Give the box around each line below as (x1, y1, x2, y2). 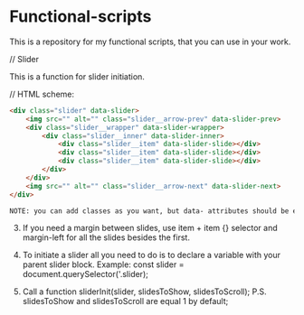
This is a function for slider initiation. (9, 70, 145, 82)
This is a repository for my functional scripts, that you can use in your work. (9, 36, 291, 47)
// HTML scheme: (9, 88, 75, 99)
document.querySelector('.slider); (22, 269, 149, 280)
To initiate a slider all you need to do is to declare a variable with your (22, 250, 280, 261)
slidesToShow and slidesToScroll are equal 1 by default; (22, 296, 229, 307)
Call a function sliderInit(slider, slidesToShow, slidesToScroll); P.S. (22, 286, 267, 297)
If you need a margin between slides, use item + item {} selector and (22, 223, 278, 234)
